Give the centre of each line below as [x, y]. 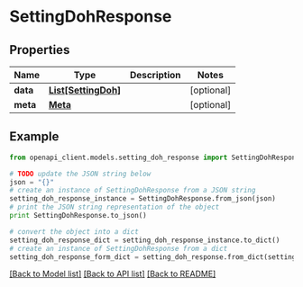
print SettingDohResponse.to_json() [78, 216]
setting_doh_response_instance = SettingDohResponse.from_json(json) [143, 199]
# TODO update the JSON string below [80, 174]
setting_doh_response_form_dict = [74, 257]
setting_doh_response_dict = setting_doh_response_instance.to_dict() [145, 240]
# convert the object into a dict [74, 231]
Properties [40, 50]
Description [156, 75]
